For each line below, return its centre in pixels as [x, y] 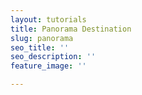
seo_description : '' [53, 57]
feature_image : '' [48, 66]
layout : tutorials [48, 19]
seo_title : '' [40, 47]
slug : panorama [42, 38]
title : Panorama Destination [71, 29]
